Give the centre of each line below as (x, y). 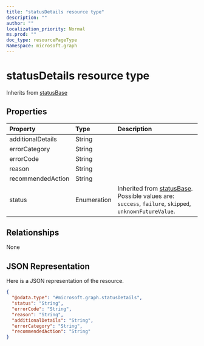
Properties (27, 112)
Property (22, 129)
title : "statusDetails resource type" (55, 12)
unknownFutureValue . (146, 211)
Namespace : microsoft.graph (42, 46)
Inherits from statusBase (37, 92)
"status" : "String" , (38, 304)
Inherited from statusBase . (155, 188)
